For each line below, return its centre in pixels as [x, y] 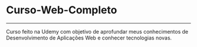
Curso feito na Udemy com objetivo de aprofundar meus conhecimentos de [97, 31]
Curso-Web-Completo [62, 10]
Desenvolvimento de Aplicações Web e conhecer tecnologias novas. [89, 38]
